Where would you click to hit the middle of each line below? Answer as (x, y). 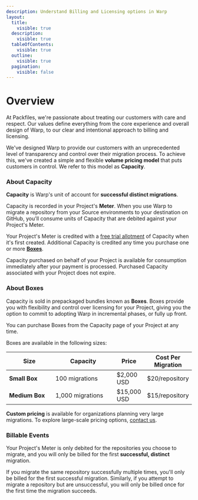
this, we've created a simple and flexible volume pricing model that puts (94, 161)
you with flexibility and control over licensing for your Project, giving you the (98, 307)
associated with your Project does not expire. (61, 273)
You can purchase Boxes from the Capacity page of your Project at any (93, 325)
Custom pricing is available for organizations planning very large (85, 413)
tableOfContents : (33, 45)
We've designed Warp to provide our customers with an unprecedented (93, 148)
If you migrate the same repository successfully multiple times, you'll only (95, 472)
